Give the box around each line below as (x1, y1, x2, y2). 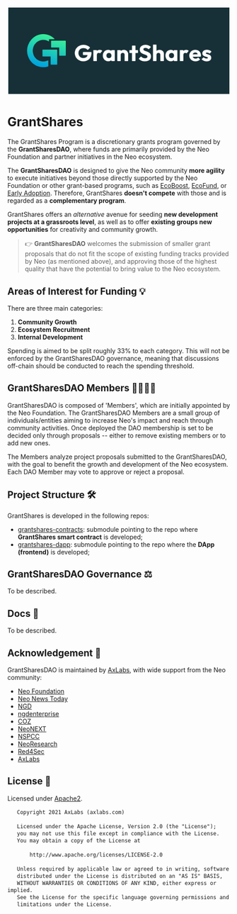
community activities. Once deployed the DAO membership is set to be (7, 423, 214, 432)
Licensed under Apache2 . (7, 794, 83, 803)
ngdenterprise (17, 710, 59, 718)
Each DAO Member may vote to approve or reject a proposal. (7, 467, 185, 476)
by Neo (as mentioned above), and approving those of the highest (24, 257, 217, 266)
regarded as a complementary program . (7, 196, 127, 205)
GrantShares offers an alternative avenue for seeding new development (7, 210, 218, 219)
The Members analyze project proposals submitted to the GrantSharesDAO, (7, 452, 228, 461)
